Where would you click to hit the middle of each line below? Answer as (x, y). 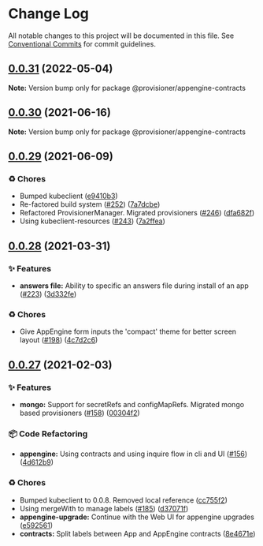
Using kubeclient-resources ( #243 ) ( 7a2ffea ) (92, 221)
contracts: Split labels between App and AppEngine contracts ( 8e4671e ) (137, 533)
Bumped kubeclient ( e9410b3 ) (69, 196)
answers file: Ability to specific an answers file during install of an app (134, 286)
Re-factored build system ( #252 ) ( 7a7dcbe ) (90, 204)
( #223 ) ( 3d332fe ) (48, 294)
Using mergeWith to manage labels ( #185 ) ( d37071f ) (104, 508)
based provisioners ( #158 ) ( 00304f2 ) (80, 413)
